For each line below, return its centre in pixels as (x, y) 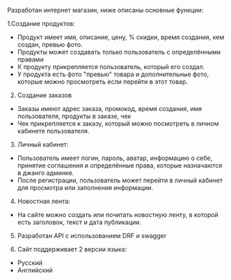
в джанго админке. (46, 173)
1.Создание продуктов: (41, 23)
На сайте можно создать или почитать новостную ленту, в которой (118, 215)
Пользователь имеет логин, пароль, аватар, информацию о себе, (115, 158)
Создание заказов (44, 95)
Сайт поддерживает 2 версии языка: (72, 249)
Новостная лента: (44, 201)
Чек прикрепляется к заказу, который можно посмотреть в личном (118, 124)
